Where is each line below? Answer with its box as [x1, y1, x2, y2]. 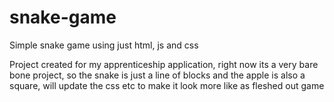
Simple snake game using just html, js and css [9, 39, 199, 51]
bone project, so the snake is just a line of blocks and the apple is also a [9, 69, 306, 81]
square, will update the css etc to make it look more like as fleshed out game [9, 79, 325, 91]
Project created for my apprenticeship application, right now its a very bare [9, 58, 319, 70]
